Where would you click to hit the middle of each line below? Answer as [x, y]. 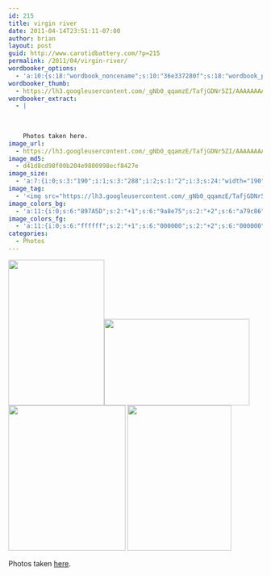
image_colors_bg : [38, 204]
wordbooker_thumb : [39, 83]
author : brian [32, 38]
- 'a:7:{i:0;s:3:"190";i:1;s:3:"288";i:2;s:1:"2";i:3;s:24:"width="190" [140, 181]
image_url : [27, 143]
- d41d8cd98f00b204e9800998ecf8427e [77, 166]
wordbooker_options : [43, 69]
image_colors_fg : [38, 219]
